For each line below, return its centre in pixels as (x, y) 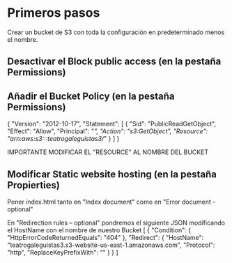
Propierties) (34, 185)
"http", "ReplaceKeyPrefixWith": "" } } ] (63, 252)
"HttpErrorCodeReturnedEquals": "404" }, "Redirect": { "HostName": (106, 237)
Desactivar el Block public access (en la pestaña (114, 62)
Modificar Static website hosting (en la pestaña (112, 174)
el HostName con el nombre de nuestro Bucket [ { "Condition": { (99, 230)
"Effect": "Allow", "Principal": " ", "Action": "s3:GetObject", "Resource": (108, 131)
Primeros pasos (54, 13)
